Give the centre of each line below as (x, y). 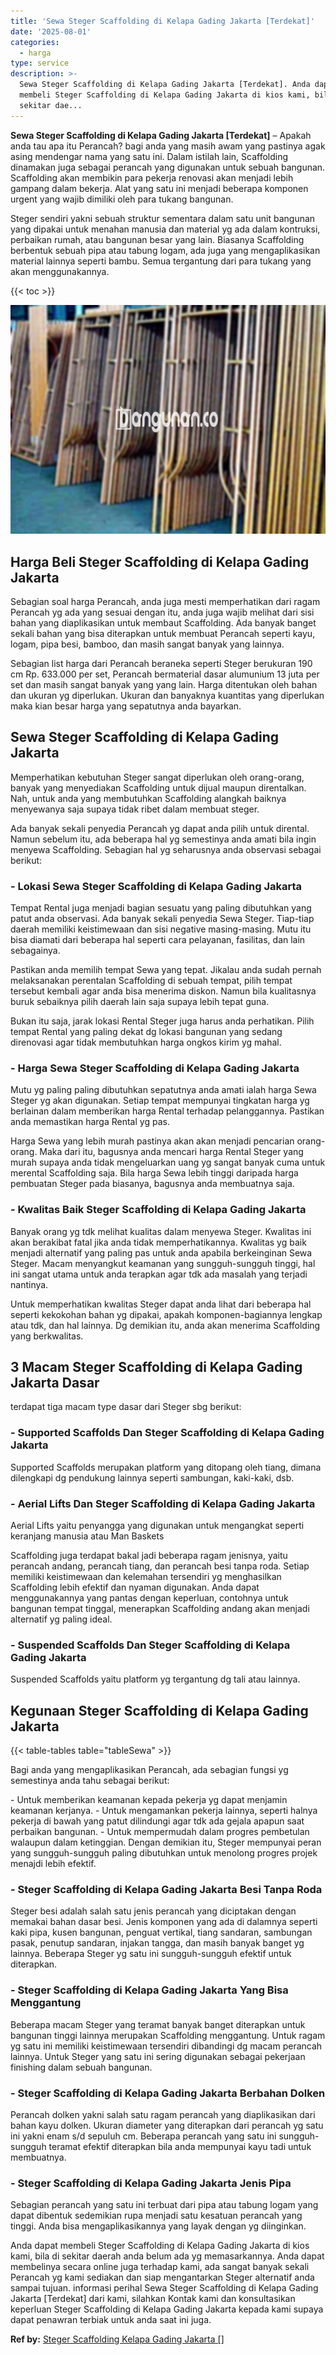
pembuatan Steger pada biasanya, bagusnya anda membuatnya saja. (152, 1184)
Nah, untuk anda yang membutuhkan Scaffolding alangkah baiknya (148, 798)
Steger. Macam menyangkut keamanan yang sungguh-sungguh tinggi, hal (163, 1263)
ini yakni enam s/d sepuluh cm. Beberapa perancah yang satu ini (143, 2136)
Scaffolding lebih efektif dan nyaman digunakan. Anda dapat (135, 1587)
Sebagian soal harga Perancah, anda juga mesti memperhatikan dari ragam (165, 601)
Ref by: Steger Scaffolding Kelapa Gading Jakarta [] (117, 2339)
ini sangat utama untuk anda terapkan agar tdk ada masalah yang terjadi (159, 1274)
